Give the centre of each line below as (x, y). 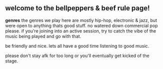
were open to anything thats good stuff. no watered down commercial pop (82, 25)
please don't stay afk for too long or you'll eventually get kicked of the (77, 55)
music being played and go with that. (43, 36)
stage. (12, 61)
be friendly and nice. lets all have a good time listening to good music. (77, 46)
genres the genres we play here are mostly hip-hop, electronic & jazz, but (81, 20)
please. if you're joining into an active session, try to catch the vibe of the (81, 31)
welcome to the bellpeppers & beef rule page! (77, 8)
